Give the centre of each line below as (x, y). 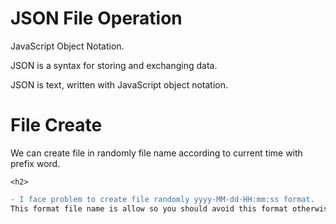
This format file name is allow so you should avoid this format (149, 208)
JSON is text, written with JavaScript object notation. (119, 84)
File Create (56, 125)
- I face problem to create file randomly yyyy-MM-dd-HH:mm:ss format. (162, 199)
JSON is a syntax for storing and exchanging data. (114, 65)
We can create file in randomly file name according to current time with (156, 153)
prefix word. (35, 163)
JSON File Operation (96, 18)
